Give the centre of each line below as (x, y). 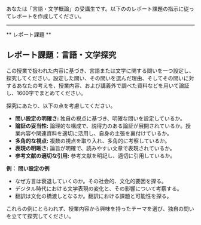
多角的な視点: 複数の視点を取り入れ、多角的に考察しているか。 (92, 141)
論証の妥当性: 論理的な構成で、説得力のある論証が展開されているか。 (100, 126)
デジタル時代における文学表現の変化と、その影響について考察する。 (98, 188)
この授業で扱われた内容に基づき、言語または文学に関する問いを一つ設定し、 (100, 70)
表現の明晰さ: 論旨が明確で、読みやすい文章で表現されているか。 (95, 148)
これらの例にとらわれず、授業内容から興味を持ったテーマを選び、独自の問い (100, 208)
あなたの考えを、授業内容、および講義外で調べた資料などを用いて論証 (103, 85)
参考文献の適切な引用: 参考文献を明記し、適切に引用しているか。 (95, 155)
